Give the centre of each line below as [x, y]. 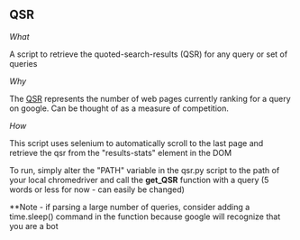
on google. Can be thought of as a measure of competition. [119, 108]
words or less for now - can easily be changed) [97, 189]
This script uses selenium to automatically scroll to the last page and [136, 143]
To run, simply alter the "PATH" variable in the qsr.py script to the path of [145, 170]
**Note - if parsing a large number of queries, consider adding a [130, 207]
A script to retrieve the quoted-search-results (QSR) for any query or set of [149, 54]
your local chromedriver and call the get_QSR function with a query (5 [139, 180]
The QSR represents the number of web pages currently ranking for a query [150, 98]
